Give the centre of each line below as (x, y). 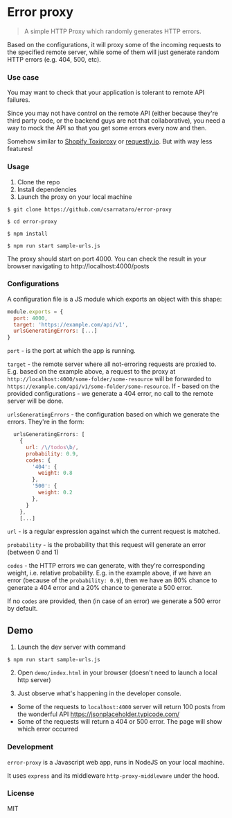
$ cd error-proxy (32, 221)
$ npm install (28, 234)
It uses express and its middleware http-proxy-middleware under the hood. (113, 775)
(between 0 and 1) (33, 552)
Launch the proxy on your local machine (74, 197)
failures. (19, 100)
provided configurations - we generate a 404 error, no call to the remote (110, 394)
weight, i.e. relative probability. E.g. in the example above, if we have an (109, 573)
